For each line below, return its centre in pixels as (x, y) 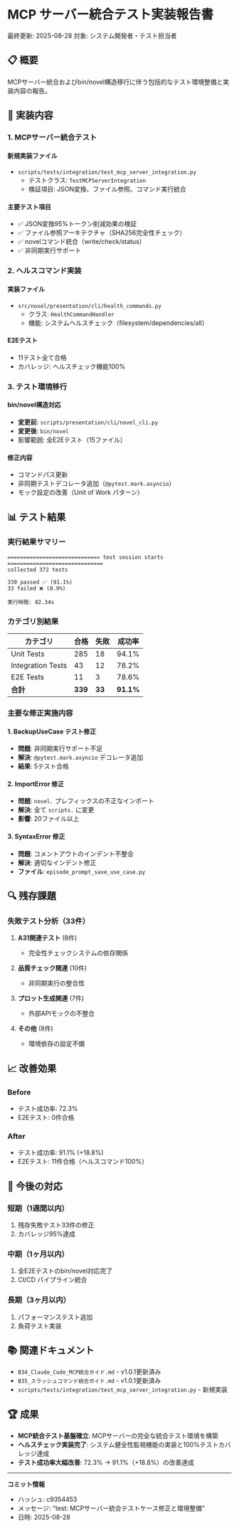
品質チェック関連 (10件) (52, 968)
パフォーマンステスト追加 (55, 1317)
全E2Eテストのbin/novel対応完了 (65, 1271)
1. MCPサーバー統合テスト (52, 137)
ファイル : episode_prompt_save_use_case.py (81, 871)
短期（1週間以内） (38, 1208)
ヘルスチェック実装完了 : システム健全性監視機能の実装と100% (109, 1445)
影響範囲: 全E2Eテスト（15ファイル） (72, 440)
